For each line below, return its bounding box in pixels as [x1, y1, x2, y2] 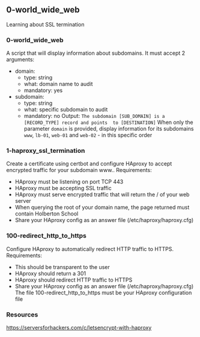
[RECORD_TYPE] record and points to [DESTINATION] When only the [23, 119, 193, 126]
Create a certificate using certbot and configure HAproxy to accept [6, 160, 172, 167]
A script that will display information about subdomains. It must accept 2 [6, 49, 186, 57]
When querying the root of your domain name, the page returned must [14, 204, 190, 211]
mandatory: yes [23, 87, 63, 94]
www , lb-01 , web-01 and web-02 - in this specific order [23, 132, 153, 139]
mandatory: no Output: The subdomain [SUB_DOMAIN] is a [23, 113, 165, 120]
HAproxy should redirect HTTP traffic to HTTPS [14, 276, 133, 283]
